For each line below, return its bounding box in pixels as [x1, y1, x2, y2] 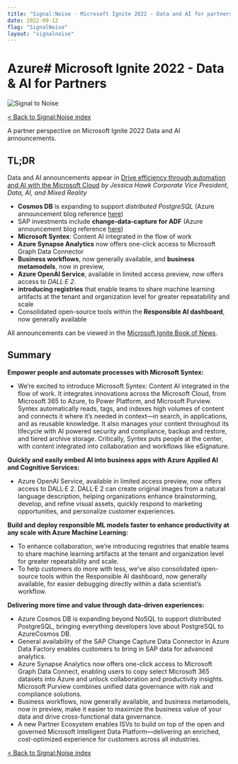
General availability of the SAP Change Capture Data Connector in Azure [17, 637, 229, 645]
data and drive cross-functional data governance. [17, 712, 163, 721]
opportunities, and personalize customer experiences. [17, 507, 176, 515]
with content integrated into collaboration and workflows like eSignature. [17, 442, 230, 450]
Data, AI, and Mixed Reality [7, 188, 87, 197]
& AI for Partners [7, 76, 108, 92]
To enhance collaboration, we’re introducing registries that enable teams [17, 542, 229, 550]
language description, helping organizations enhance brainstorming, [17, 491, 217, 500]
